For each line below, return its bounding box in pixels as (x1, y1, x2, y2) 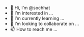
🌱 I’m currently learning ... (10, 15, 65, 21)
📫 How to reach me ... (10, 26, 58, 32)
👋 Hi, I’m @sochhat (10, 5, 50, 10)
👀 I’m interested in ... (10, 10, 53, 16)
